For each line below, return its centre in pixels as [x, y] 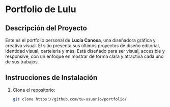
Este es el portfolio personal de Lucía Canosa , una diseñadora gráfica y [81, 40]
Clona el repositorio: [34, 90]
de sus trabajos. [22, 62]
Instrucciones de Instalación [51, 78]
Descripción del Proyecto [46, 28]
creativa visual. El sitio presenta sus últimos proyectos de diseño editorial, [83, 46]
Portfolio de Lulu [41, 9]
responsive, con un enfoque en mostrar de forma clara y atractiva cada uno [84, 56]
